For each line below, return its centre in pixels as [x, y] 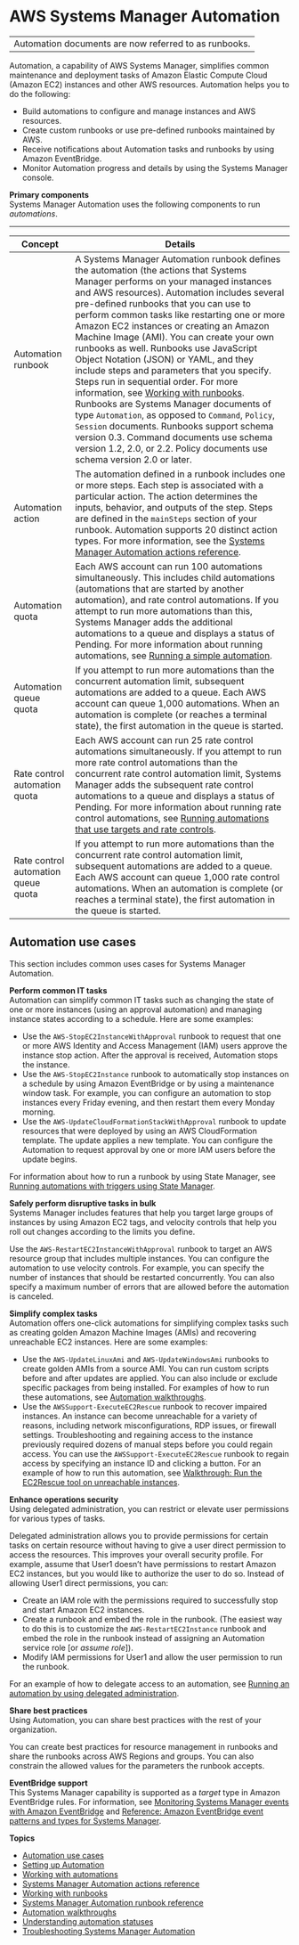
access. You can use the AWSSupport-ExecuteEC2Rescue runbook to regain [155, 1453]
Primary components [49, 194]
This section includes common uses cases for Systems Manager [128, 963]
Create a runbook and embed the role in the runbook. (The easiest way [152, 1619]
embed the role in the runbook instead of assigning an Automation [143, 1638]
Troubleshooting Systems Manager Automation [109, 1931]
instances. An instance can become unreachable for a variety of [140, 1416]
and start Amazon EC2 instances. [83, 1609]
